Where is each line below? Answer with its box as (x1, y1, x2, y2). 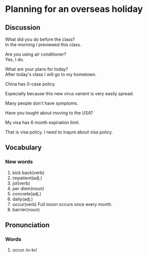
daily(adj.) (12, 196, 33, 202)
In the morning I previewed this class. (5, 42, 82, 48)
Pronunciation (5, 221, 50, 229)
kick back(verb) (12, 170, 45, 176)
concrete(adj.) (12, 191, 42, 196)
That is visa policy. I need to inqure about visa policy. (5, 129, 113, 135)
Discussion (5, 23, 41, 32)
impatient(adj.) (12, 175, 43, 181)
